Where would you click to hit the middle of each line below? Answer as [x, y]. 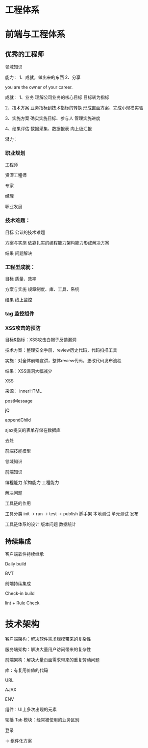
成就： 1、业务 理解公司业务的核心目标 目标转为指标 [57, 97]
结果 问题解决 [19, 253]
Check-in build [20, 593]
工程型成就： [20, 267]
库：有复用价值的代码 [26, 670]
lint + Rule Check [22, 603]
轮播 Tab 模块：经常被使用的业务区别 [42, 720]
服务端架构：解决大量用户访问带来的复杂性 [48, 650]
